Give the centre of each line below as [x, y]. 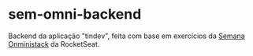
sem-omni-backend [75, 14]
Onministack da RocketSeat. [54, 44]
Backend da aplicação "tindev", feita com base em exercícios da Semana [127, 36]
